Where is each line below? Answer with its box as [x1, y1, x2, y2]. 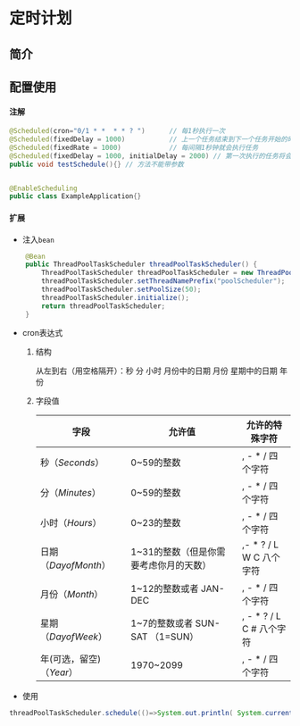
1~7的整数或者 [130, 617, 194, 630]
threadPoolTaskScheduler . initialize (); [41, 293, 190, 302]
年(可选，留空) [39, 653, 102, 665]
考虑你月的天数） [139, 559, 212, 572]
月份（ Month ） [39, 588, 104, 600]
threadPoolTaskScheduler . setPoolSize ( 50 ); [41, 285, 202, 294]
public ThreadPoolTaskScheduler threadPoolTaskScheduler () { [25, 260, 257, 269]
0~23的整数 [130, 516, 181, 529]
